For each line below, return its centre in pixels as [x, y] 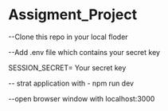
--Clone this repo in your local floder [68, 37]
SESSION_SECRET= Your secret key [67, 67]
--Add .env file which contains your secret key [84, 52]
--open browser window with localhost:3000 [82, 98]
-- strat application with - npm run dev [71, 83]
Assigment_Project [73, 15]
